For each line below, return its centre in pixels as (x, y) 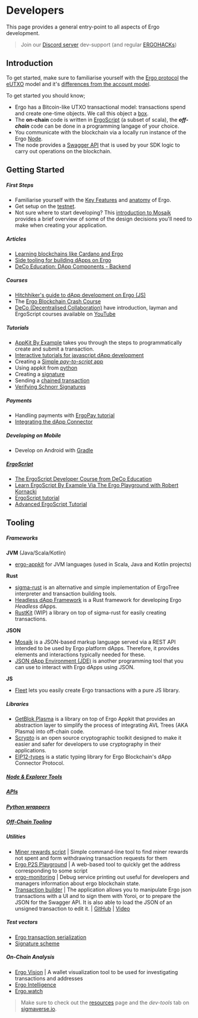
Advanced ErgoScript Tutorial (51, 504)
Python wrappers (28, 806)
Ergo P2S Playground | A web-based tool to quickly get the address (98, 864)
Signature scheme (37, 943)
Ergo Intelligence (35, 985)
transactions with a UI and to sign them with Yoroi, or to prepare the (98, 896)
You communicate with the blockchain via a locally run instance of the (100, 132)
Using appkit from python (46, 368)
